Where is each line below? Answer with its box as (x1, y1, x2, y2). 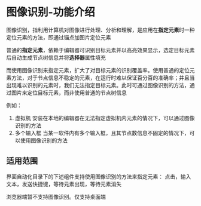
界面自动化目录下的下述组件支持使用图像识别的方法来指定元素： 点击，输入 (6, 173, 191, 180)
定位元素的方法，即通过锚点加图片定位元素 (6, 33, 111, 41)
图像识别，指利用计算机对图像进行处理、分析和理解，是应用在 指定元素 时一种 (6, 26, 195, 33)
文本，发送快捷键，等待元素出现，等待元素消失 (6, 180, 121, 187)
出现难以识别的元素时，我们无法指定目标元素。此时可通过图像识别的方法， (6, 81, 190, 88)
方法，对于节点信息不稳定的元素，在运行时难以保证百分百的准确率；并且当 (11, 74, 195, 81)
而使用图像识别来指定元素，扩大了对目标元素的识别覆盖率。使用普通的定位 (6, 66, 190, 73)
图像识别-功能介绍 (6, 5, 96, 19)
